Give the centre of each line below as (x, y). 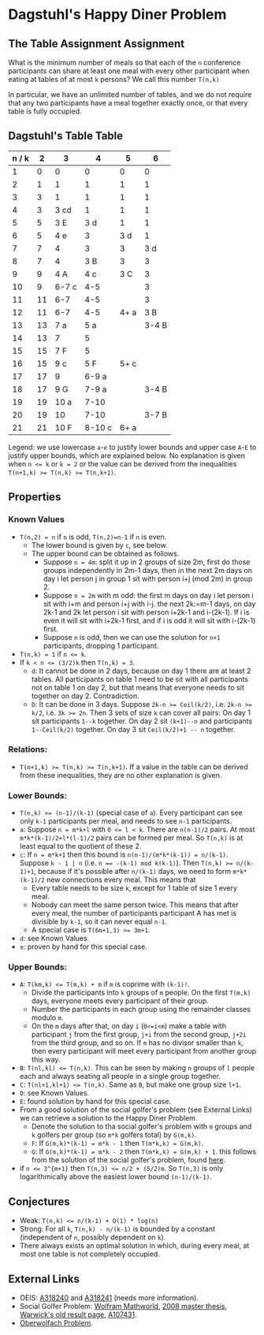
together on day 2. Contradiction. (85, 696)
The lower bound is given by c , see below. (99, 545)
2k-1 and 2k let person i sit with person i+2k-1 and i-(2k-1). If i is (146, 612)
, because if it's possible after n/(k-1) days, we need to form (133, 872)
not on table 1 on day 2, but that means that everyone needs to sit (138, 687)
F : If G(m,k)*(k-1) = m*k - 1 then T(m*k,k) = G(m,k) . (117, 1143)
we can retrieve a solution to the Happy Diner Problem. (108, 1118)
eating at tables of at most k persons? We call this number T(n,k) (114, 79)
